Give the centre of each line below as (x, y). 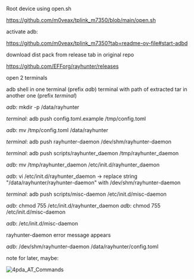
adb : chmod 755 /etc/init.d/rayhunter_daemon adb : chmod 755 (83, 206)
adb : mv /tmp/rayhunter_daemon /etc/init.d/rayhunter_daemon (83, 165)
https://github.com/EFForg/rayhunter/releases (62, 66)
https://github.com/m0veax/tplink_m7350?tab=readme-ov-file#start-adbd (97, 43)
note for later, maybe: (32, 258)
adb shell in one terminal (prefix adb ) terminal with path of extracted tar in (97, 89)
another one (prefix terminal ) (42, 95)
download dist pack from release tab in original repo (70, 55)
